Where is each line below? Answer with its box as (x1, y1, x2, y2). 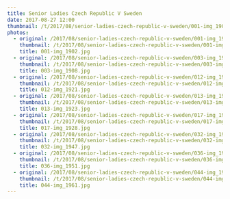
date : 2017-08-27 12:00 (7, 16, 75, 23)
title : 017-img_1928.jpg (19, 124, 90, 131)
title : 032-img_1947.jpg (19, 144, 90, 150)
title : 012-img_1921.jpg (19, 86, 90, 93)
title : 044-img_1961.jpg (19, 182, 90, 189)
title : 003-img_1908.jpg (19, 67, 90, 74)
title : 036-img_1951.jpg (19, 162, 90, 170)
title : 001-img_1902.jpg (19, 49, 90, 55)
